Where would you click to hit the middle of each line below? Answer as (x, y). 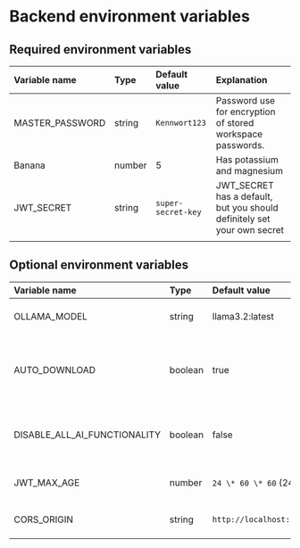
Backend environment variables (129, 17)
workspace (239, 134)
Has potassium (247, 160)
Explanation (242, 80)
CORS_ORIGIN (44, 519)
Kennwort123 (181, 123)
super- (170, 203)
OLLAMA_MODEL (50, 316)
